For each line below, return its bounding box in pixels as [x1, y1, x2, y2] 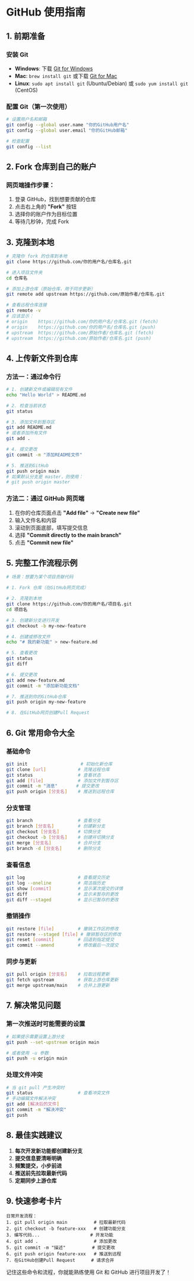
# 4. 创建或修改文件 [6, 633, 51, 640]
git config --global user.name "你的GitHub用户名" [6, 122, 129, 128]
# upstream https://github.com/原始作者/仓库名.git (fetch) [6, 330, 154, 336]
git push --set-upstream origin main [6, 1039, 100, 1045]
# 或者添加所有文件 [6, 430, 47, 436]
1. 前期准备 [6, 31, 46, 41]
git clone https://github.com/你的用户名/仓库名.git [6, 258, 132, 265]
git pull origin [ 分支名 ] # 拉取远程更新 [6, 971, 110, 977]
